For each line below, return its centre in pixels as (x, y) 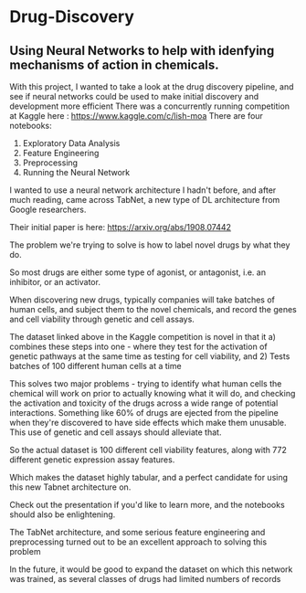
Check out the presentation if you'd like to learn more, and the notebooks (147, 505)
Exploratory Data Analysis (71, 143)
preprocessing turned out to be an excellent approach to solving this (138, 542)
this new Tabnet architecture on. (70, 487)
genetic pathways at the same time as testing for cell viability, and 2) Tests (150, 356)
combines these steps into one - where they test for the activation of (138, 346)
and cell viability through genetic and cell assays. (102, 319)
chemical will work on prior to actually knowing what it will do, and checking (153, 393)
